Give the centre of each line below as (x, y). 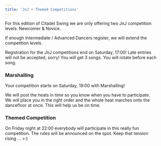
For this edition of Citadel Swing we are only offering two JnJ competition (78, 23)
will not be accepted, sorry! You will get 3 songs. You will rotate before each (81, 57)
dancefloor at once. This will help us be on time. (53, 105)
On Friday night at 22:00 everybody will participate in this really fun (72, 128)
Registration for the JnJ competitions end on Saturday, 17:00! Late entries (78, 52)
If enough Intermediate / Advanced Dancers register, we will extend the (76, 38)
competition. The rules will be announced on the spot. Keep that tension (77, 133)
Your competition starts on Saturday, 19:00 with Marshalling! (65, 86)
